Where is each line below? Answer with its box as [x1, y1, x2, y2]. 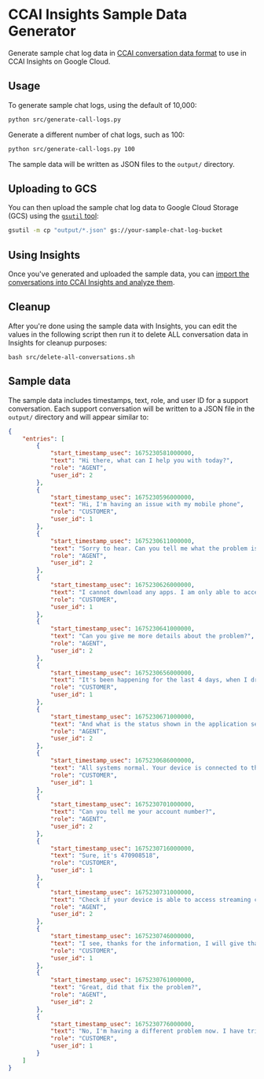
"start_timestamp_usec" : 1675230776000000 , [49, 1020, 195, 1028]
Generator [8, 22, 76, 40]
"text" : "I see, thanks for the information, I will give [49, 939, 244, 948]
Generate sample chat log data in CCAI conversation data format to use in [8, 48, 247, 57]
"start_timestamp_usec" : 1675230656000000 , [49, 669, 195, 677]
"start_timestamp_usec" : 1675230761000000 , [49, 976, 195, 985]
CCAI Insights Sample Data [8, 6, 187, 24]
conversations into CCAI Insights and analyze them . [8, 278, 175, 286]
